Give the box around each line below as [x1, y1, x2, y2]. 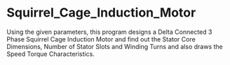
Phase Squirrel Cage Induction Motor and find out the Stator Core [6, 35, 196, 43]
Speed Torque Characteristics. [6, 50, 95, 58]
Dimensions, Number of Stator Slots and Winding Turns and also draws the [6, 42, 223, 50]
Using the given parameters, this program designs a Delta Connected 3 [6, 28, 212, 36]
